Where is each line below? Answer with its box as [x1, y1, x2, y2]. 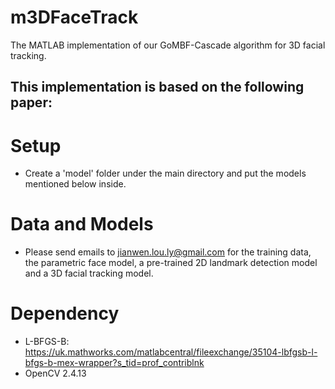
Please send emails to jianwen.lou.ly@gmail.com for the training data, [24, 246, 312, 258]
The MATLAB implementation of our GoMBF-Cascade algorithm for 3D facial [10, 39, 326, 51]
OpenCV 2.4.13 [24, 367, 87, 380]
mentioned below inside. [24, 178, 127, 190]
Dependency [10, 302, 120, 325]
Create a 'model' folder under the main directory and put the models [24, 167, 307, 180]
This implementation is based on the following [10, 79, 305, 96]
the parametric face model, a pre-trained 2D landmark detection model [24, 257, 318, 269]
